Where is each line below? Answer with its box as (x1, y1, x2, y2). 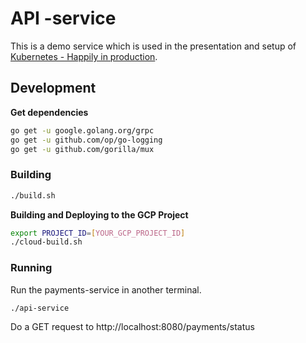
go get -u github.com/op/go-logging (10, 135, 163, 145)
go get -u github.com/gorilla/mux (10, 144, 155, 154)
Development (10, 80, 97, 97)
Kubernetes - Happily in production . (10, 50, 158, 62)
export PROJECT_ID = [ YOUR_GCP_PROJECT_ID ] (10, 228, 186, 238)
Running (10, 261, 53, 275)
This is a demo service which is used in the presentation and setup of (10, 40, 297, 52)
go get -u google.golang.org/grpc (10, 125, 155, 136)
